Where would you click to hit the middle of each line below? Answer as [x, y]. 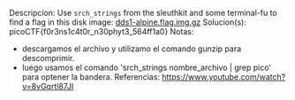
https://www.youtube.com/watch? [224, 77]
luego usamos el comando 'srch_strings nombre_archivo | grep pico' [147, 67]
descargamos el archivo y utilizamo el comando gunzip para [132, 49]
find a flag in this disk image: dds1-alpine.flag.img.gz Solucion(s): [128, 22]
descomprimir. [48, 58]
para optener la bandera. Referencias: [91, 77]
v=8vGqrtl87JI [48, 86]
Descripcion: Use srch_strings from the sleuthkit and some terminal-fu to [143, 13]
